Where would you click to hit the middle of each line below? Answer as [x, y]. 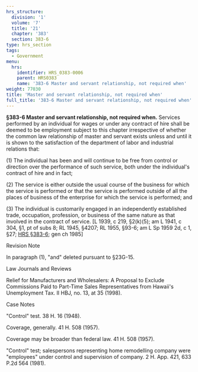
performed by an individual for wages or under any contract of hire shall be [98, 123]
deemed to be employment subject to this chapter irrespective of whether [96, 130]
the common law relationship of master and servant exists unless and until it [99, 136]
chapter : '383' [30, 34]
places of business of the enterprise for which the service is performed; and [99, 197]
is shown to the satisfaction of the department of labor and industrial [90, 142]
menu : [13, 61]
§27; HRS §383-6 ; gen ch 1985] [45, 234]
